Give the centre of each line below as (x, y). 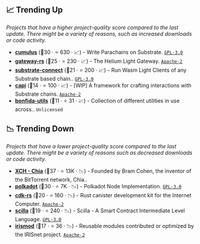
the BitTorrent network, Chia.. (51, 179)
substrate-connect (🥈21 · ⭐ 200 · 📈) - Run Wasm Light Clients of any (101, 70)
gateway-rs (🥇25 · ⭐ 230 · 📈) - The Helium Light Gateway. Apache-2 (99, 61)
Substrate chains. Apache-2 (48, 94)
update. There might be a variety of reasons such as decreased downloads (99, 152)
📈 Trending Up (35, 10)
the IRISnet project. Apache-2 (50, 234)
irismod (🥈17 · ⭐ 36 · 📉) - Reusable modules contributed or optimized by (104, 225)
